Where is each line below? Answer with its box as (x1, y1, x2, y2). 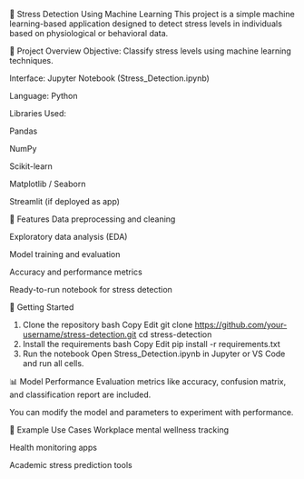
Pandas (9, 125, 38, 136)
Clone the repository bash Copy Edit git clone (22, 319, 193, 330)
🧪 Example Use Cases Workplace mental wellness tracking (9, 424, 230, 435)
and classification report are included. (9, 389, 152, 400)
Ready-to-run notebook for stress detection (9, 284, 172, 294)
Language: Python (9, 91, 79, 101)
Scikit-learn (9, 161, 53, 172)
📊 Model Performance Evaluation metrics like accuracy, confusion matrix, (9, 376, 287, 386)
